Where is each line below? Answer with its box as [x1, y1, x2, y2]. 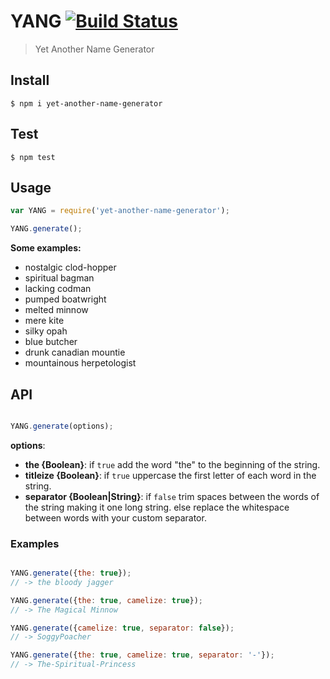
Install [10, 72, 50, 89]
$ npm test [10, 152, 56, 162]
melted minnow [24, 304, 89, 316]
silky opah [24, 325, 68, 337]
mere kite [24, 315, 65, 327]
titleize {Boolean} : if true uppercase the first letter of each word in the [24, 469, 317, 481]
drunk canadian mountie [24, 346, 126, 359]
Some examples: [10, 242, 82, 254]
